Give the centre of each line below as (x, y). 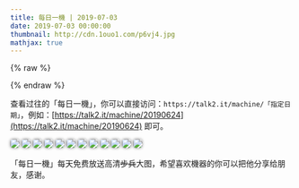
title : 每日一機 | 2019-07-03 (64, 17)
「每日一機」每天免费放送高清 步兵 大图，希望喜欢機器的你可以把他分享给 (144, 164)
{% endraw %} (38, 85)
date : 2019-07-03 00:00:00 (61, 26)
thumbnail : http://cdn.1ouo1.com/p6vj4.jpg (93, 34)
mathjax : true (37, 43)
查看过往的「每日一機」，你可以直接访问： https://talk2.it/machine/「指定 (147, 104)
